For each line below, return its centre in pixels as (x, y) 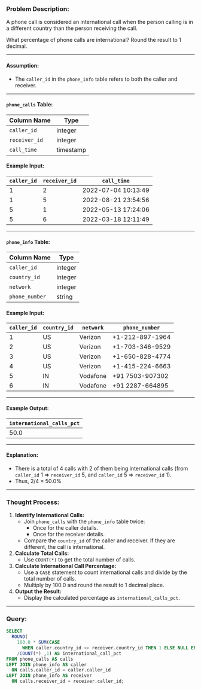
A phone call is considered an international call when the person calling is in (100, 22)
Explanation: (22, 455)
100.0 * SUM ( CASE (39, 642)
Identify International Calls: (50, 515)
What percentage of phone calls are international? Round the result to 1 (94, 40)
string (65, 297)
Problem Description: (38, 9)
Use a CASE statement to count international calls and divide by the (105, 572)
